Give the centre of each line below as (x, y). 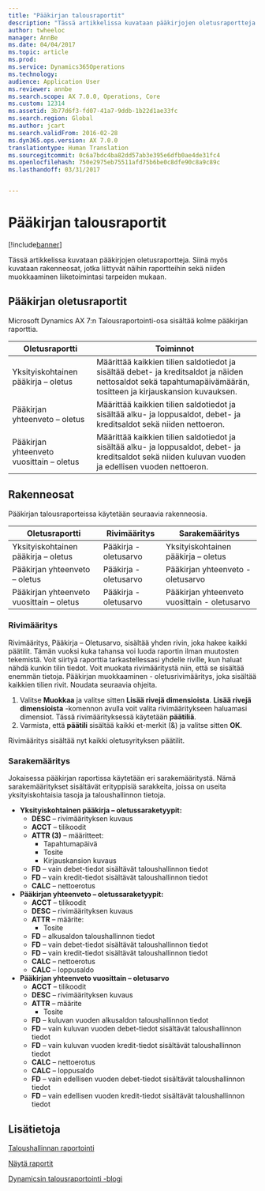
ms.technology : (33, 74)
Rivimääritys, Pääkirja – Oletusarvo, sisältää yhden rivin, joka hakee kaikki (127, 643)
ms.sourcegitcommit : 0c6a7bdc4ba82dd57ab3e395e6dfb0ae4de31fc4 (114, 155)
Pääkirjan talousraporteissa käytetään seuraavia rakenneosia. (108, 514)
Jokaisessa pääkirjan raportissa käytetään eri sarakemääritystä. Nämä (122, 778)
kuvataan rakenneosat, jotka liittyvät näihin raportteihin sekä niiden (117, 268)
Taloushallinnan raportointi (51, 1148)
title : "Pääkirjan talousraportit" (67, 15)
